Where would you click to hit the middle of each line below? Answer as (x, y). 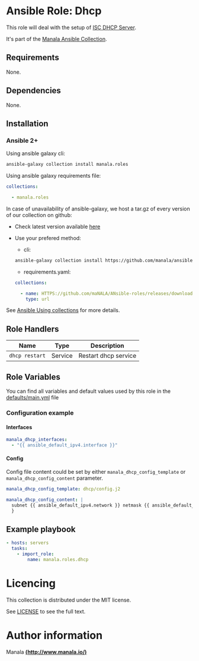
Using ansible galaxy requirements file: (54, 176)
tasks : (20, 549)
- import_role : (36, 554)
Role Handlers (33, 329)
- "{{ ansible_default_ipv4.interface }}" (65, 445)
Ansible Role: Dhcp (54, 11)
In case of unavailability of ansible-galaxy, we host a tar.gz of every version (98, 209)
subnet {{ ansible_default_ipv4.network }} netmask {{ (81, 505)
